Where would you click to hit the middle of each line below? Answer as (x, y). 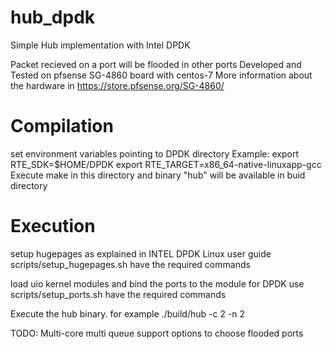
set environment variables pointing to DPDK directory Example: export (155, 153)
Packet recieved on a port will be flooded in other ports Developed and (156, 64)
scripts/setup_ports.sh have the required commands (118, 294)
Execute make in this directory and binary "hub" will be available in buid (158, 175)
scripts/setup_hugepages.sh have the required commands (130, 264)
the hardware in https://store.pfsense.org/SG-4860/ (117, 85)
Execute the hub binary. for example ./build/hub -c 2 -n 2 (128, 313)
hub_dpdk (53, 17)
